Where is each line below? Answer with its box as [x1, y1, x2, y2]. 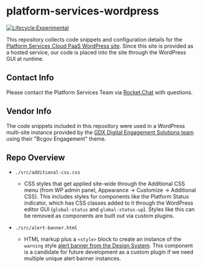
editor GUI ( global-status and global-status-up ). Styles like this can [24, 206, 195, 213]
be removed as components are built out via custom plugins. [24, 212, 175, 220]
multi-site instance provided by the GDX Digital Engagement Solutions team [6, 129, 194, 136]
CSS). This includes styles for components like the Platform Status [24, 193, 189, 200]
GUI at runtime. [6, 55, 44, 62]
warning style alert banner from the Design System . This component [24, 242, 193, 249]
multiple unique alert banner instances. [24, 255, 121, 262]
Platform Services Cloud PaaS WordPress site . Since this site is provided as [6, 42, 194, 49]
